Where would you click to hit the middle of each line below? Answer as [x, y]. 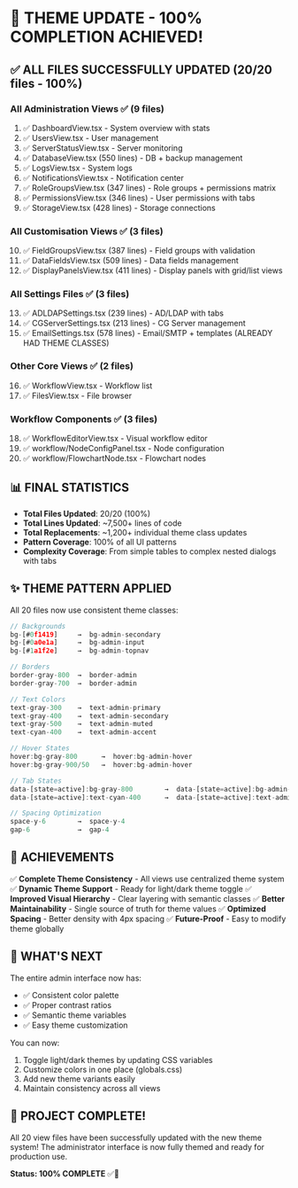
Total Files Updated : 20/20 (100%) [87, 513]
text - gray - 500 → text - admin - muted [81, 724]
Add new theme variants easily [79, 1079]
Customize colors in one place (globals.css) [103, 1069]
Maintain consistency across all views [92, 1088]
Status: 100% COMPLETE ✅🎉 [65, 1173]
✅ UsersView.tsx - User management [91, 137]
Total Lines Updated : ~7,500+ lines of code [102, 523]
